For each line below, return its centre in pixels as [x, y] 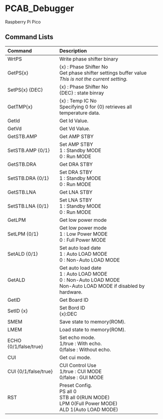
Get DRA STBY [76, 164]
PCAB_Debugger [40, 8]
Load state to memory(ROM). [93, 329]
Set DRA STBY [76, 172]
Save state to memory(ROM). [92, 322]
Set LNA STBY [76, 200]
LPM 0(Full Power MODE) [89, 403]
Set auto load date [80, 248]
